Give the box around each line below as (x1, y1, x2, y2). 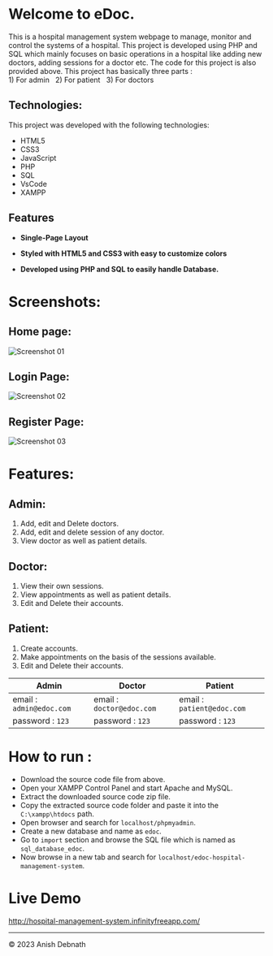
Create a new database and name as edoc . (19, 826, 162, 836)
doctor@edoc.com (93, 703, 157, 713)
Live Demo (8, 889, 81, 907)
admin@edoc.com (12, 703, 71, 713)
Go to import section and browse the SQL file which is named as (19, 834, 236, 845)
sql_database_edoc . (19, 843, 85, 853)
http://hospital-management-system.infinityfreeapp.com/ (8, 915, 201, 926)
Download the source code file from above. (19, 774, 166, 784)
